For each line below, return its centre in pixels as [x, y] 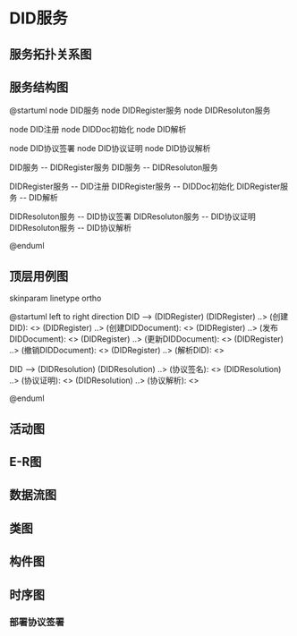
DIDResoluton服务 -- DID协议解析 [71, 228]
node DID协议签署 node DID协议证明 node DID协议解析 [110, 148]
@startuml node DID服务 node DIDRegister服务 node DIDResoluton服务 [140, 110]
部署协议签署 [37, 623]
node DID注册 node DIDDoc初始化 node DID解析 [98, 130]
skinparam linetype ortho [55, 298]
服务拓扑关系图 [51, 54]
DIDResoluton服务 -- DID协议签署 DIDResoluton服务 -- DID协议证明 [133, 216]
